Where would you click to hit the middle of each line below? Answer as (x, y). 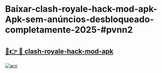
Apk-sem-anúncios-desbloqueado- (80, 19)
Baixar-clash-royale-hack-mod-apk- (81, 9)
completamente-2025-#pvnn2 (69, 30)
